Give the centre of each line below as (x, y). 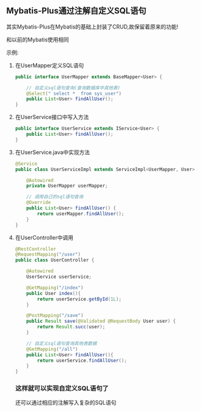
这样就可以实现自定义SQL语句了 (62, 388)
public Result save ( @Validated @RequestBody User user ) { (101, 321)
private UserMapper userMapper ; (67, 186)
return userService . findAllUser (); (82, 360)
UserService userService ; (59, 277)
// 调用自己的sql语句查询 (55, 197)
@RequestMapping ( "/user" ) (48, 255)
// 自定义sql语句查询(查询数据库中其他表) (73, 88)
